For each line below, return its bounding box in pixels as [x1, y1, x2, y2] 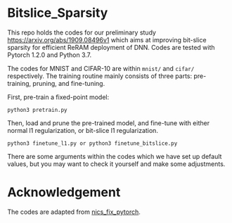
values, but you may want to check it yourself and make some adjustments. [7, 160, 226, 168]
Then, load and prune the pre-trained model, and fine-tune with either [7, 118, 210, 127]
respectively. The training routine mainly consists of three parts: [7, 72, 193, 80]
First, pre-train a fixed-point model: [7, 93, 110, 101]
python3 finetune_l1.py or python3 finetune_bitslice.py [7, 139, 178, 147]
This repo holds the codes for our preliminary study [7, 28, 157, 37]
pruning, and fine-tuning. [32, 79, 105, 87]
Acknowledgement [7, 184, 121, 200]
